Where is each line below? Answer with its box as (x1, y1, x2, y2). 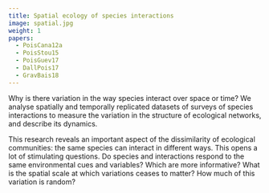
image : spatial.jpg (8, 19, 74, 27)
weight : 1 (8, 26, 42, 34)
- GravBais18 (15, 71, 59, 79)
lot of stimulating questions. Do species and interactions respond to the (8, 151, 245, 161)
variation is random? (8, 177, 76, 187)
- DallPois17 (15, 64, 59, 72)
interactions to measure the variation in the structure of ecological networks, (8, 110, 262, 120)
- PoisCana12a (15, 42, 63, 50)
